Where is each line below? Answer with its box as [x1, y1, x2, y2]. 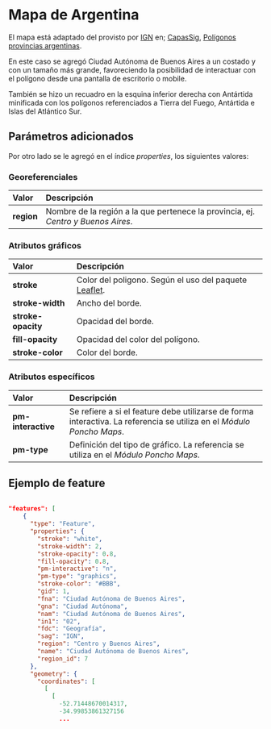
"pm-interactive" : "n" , [37, 564, 117, 573]
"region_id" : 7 [37, 655, 89, 663]
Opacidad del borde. [76, 316, 155, 327]
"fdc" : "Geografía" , [37, 625, 106, 633]
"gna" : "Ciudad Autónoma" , [37, 602, 128, 610]
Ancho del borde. [76, 298, 143, 309]
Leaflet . [76, 285, 106, 296]
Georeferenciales [8, 171, 78, 182]
